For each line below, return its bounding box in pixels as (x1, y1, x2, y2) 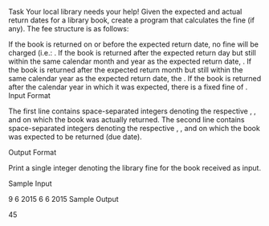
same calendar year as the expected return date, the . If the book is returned (8, 74, 262, 83)
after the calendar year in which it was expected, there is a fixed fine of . (8, 82, 248, 92)
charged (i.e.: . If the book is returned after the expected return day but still (8, 48, 257, 57)
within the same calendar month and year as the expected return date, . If (8, 56, 251, 66)
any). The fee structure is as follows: (8, 24, 129, 33)
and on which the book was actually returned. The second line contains (8, 115, 245, 124)
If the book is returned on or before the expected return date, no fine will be (8, 39, 259, 49)
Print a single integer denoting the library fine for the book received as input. (8, 163, 262, 172)
